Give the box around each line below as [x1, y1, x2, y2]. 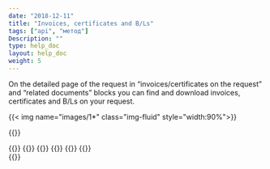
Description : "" [8, 34, 63, 43]
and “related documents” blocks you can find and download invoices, [8, 87, 241, 97]
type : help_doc [8, 42, 60, 50]
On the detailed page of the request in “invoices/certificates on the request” [8, 78, 262, 89]
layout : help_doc [8, 49, 67, 57]
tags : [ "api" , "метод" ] [8, 27, 89, 35]
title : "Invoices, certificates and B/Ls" [8, 19, 154, 27]
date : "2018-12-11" [8, 11, 75, 20]
